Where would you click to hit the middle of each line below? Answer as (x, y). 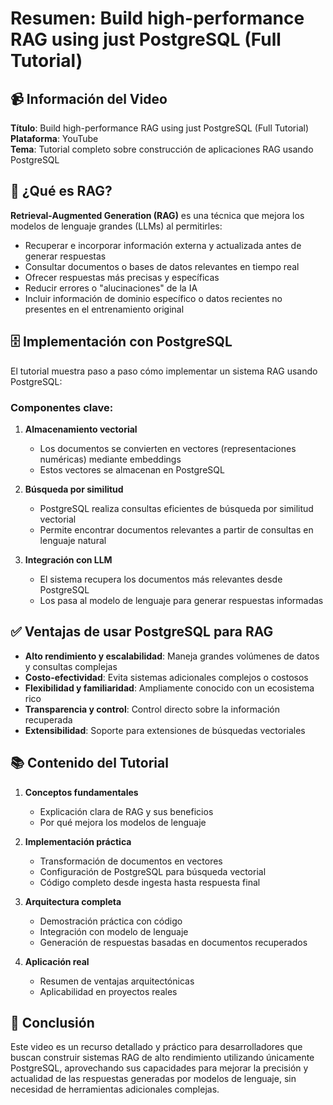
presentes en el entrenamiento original (104, 309)
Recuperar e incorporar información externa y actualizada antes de (163, 245)
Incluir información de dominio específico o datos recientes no (153, 298)
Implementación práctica (78, 841)
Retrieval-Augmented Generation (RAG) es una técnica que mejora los (157, 215)
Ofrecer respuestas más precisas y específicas (122, 277)
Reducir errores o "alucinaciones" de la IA (111, 288)
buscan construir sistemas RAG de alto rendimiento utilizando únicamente (162, 1058)
